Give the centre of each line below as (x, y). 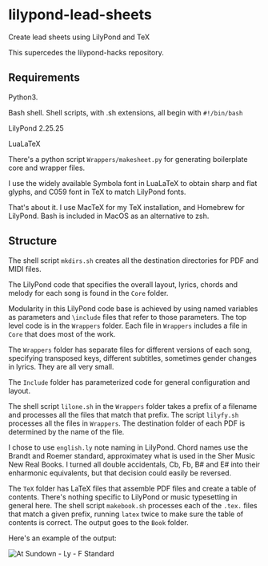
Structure (33, 241)
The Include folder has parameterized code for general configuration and (129, 382)
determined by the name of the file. (66, 431)
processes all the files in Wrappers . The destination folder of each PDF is (127, 423)
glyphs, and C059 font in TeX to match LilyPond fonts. (97, 192)
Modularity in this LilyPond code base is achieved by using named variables (133, 308)
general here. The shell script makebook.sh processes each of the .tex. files (133, 505)
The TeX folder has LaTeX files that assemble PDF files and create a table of (132, 488)
